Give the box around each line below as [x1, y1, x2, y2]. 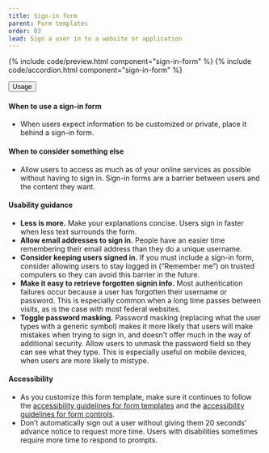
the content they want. [19, 181, 95, 191]
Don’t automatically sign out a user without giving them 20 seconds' [19, 418, 247, 428]
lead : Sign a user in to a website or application [8, 34, 183, 43]
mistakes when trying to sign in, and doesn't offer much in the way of [19, 329, 251, 340]
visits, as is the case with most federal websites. [19, 304, 182, 314]
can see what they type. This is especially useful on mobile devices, [19, 347, 247, 357]
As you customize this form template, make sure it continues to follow [19, 392, 252, 402]
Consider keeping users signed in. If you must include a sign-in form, [19, 252, 254, 262]
